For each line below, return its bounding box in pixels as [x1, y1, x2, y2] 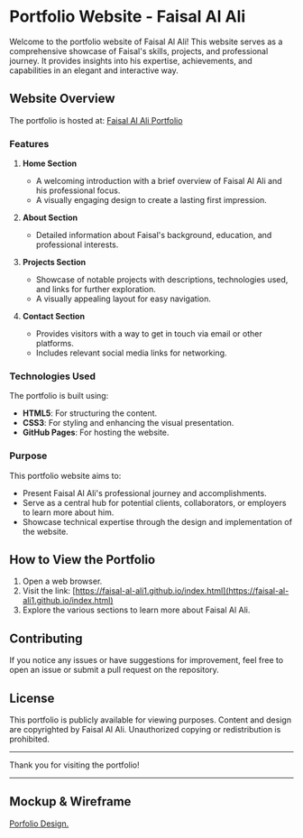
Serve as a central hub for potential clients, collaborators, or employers [22, 497, 287, 508]
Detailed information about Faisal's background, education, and [35, 230, 272, 241]
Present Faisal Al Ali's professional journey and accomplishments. [22, 487, 268, 498]
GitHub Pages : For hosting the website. [22, 427, 170, 438]
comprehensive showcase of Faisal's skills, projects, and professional [9, 45, 269, 56]
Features [9, 137, 50, 150]
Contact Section [22, 311, 86, 322]
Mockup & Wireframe [9, 794, 132, 809]
